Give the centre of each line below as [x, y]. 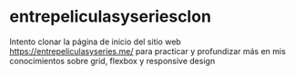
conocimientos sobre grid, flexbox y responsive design [112, 61]
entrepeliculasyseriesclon [111, 17]
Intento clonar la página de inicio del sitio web [96, 42]
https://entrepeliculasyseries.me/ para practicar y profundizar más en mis [148, 51]
